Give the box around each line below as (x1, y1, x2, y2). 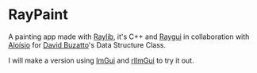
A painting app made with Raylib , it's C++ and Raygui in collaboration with (8, 32, 250, 41)
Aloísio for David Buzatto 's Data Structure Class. (8, 40, 167, 49)
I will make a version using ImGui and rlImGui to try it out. (8, 56, 194, 65)
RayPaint (8, 6, 69, 24)
